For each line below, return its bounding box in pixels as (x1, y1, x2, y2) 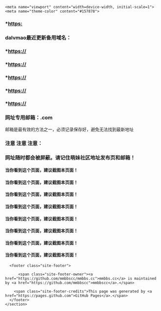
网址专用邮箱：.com (5, 114, 53, 121)
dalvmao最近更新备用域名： (5, 34, 71, 41)
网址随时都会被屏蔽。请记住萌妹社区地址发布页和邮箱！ (5, 154, 136, 161)
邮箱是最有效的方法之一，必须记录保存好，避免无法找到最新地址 (5, 126, 134, 132)
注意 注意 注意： (5, 140, 43, 146)
